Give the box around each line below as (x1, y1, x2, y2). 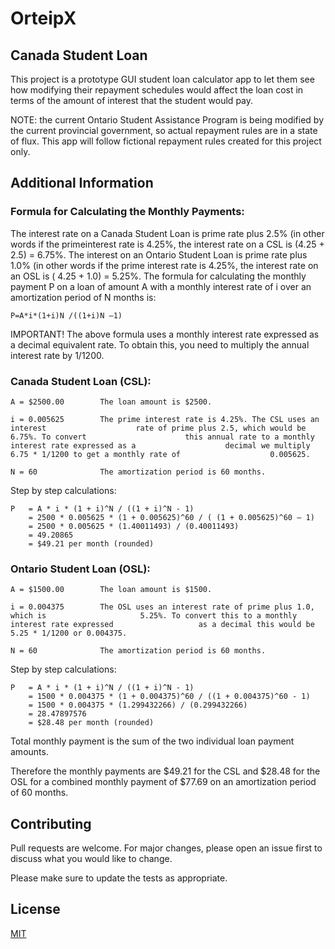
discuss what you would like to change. (10, 853, 173, 865)
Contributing (10, 815, 92, 832)
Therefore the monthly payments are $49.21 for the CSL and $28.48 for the (10, 765, 321, 777)
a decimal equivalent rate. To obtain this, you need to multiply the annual (10, 338, 310, 351)
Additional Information (10, 175, 154, 192)
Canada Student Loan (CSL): (10, 374, 152, 388)
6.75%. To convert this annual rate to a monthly (10, 432, 315, 442)
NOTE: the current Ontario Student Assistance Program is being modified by (10, 114, 325, 126)
